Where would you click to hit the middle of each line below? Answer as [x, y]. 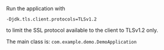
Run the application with [36, 9]
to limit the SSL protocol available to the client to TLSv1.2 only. [82, 30]
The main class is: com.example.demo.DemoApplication [71, 41]
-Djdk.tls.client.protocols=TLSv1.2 [51, 19]
